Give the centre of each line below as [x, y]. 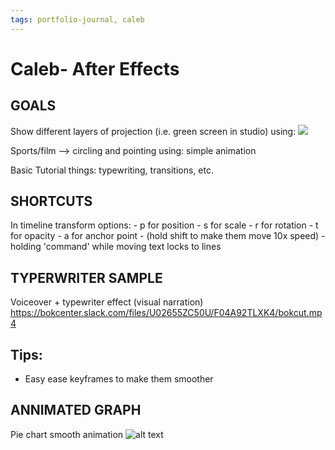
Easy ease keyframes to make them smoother [119, 379]
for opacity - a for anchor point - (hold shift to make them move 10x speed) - [168, 236]
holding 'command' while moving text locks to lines [116, 247]
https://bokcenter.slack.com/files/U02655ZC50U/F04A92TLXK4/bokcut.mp [166, 313]
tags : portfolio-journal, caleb [77, 19]
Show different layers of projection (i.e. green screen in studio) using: [153, 131]
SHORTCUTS [51, 201]
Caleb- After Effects [95, 68]
